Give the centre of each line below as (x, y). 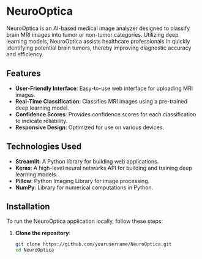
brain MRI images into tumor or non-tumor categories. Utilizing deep (92, 34)
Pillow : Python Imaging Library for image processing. (82, 181)
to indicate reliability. (41, 121)
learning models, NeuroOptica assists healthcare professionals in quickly (98, 41)
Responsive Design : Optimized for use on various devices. (89, 127)
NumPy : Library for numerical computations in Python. (84, 187)
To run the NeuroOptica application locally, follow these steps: (85, 221)
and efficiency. (25, 54)
